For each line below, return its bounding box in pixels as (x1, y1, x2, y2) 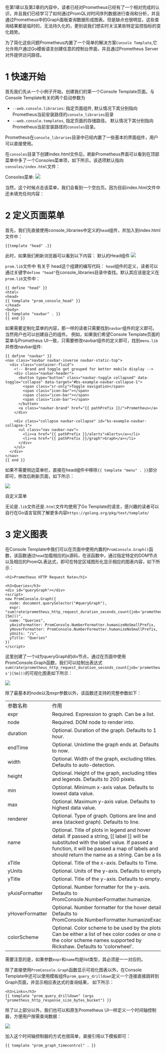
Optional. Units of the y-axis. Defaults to (51, 867, 146, 874)
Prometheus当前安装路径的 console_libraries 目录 (12, 111, 114, 117)
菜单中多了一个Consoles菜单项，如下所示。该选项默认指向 (5, 157, 124, 163)
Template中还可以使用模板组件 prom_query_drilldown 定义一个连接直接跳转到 (5, 973, 159, 979)
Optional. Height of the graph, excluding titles (51, 770, 157, 776)
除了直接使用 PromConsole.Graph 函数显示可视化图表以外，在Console (5, 967, 142, 973)
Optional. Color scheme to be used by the (51, 924, 149, 931)
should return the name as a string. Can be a (51, 851, 155, 858)
